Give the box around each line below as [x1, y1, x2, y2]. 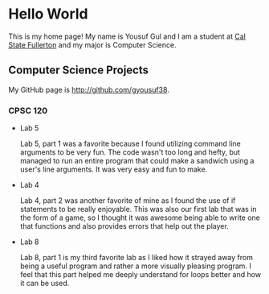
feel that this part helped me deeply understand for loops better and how [19, 270, 262, 280]
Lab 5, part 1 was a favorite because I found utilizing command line [19, 139, 241, 149]
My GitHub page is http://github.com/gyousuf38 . [8, 85, 170, 94]
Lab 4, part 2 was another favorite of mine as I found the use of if [19, 196, 236, 205]
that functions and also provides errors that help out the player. [19, 222, 229, 231]
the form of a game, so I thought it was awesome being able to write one [19, 213, 261, 222]
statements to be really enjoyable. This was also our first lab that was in [19, 205, 257, 214]
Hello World [8, 5, 88, 23]
